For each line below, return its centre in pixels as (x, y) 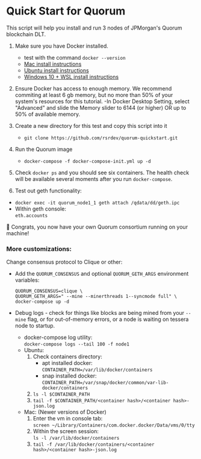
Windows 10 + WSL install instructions (71, 77)
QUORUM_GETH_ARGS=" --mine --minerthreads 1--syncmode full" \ (96, 297)
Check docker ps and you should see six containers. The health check (102, 173)
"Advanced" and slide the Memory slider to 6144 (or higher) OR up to (100, 107)
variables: (27, 280)
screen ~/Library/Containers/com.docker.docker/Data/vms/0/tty (114, 426)
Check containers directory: (67, 356)
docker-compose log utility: (58, 337)
